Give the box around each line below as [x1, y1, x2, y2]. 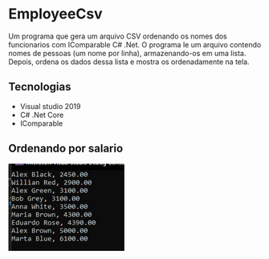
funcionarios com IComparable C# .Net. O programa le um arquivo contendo [8, 39, 262, 49]
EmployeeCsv [8, 5, 103, 23]
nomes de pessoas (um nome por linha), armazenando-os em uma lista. [8, 48, 247, 58]
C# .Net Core [19, 110, 64, 119]
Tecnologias [8, 80, 71, 94]
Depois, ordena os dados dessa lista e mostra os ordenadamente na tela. [8, 57, 251, 67]
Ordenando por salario [8, 142, 124, 156]
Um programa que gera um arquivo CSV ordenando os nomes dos [8, 31, 227, 41]
